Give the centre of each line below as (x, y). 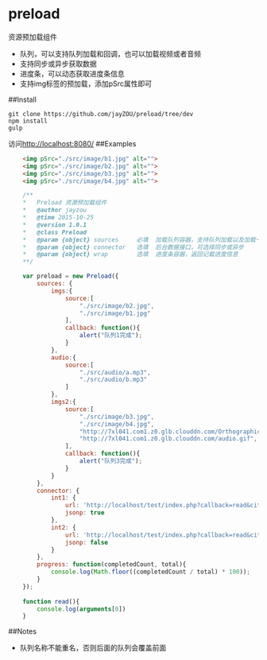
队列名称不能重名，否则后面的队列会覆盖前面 (93, 648)
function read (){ (51, 601)
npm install (28, 121)
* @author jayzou (55, 210)
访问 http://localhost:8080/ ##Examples (72, 143)
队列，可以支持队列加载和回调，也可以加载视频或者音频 (110, 53)
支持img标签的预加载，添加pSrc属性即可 (86, 83)
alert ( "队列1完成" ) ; (111, 336)
